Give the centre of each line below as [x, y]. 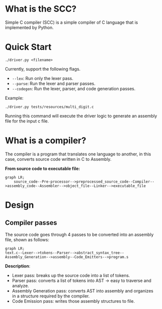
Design [20, 205]
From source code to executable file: [43, 169]
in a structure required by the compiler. [51, 296]
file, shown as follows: [27, 239]
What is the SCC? [41, 9]
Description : [18, 266]
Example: [14, 98]
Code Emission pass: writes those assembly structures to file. [73, 301]
